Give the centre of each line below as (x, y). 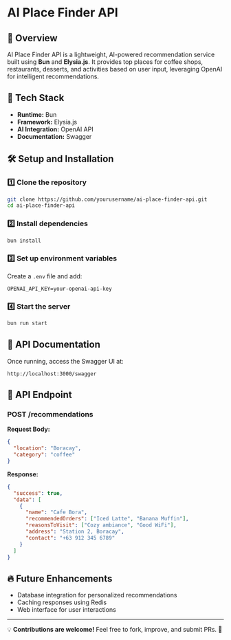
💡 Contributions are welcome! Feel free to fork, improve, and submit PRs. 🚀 (115, 630)
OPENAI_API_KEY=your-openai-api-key (59, 289)
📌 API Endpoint (40, 395)
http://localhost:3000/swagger (52, 374)
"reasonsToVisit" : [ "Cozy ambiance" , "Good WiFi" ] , (101, 525)
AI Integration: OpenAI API (55, 129)
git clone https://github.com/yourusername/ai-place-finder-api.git (107, 199)
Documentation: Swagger (54, 136)
